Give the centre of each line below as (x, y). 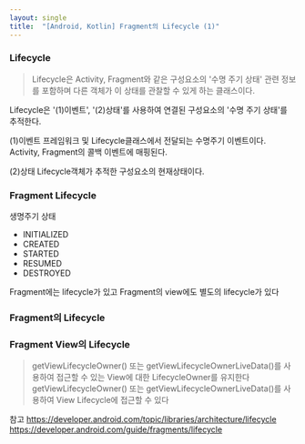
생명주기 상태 (33, 217)
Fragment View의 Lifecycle (70, 344)
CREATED (41, 244)
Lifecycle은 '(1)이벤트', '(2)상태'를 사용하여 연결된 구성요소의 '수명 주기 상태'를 (149, 109)
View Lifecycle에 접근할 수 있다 (112, 400)
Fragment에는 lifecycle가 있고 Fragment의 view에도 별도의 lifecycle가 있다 (144, 292)
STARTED (41, 254)
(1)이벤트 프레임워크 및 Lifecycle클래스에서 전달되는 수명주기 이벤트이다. (138, 140)
